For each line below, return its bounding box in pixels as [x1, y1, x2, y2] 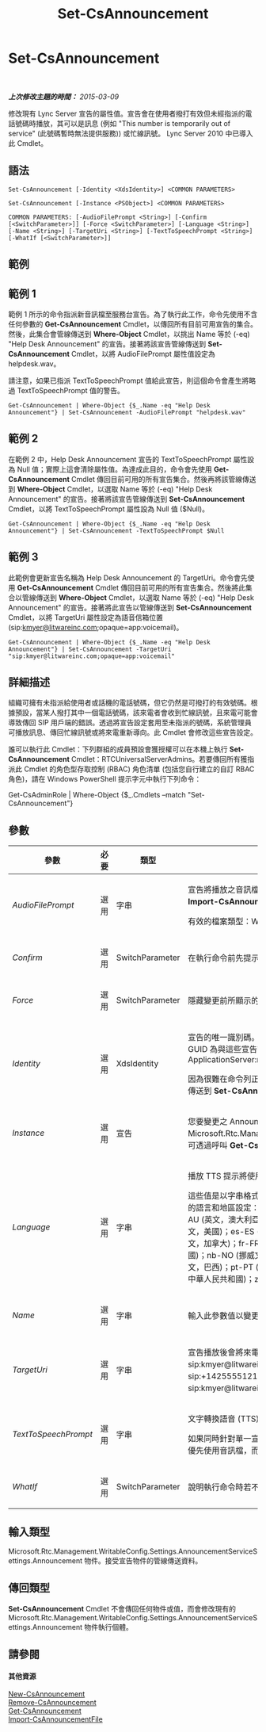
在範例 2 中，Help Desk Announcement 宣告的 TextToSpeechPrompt [8, 454, 232, 464]
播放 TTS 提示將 [188, 1171, 248, 1182]
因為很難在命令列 [188, 1073, 252, 1084]
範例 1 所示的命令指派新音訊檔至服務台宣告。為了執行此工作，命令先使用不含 [8, 309, 258, 319]
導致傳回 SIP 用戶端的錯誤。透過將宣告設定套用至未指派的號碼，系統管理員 [8, 718, 252, 728]
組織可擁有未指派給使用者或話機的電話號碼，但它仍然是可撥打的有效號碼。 [8, 698, 251, 708]
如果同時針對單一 [188, 1433, 252, 1444]
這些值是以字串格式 [188, 1191, 260, 1202]
